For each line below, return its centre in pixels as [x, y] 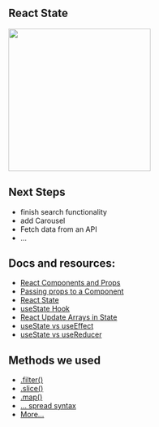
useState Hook [45, 309]
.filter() [32, 380]
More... [32, 415]
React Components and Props [70, 283]
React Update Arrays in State [69, 317]
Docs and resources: [62, 264]
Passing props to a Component [72, 291]
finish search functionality [64, 211]
